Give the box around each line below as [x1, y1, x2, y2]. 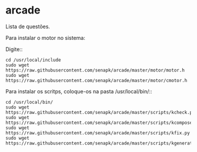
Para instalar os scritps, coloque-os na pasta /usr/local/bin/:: [5, 87, 152, 94]
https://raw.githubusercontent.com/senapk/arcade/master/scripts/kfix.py [5, 130, 191, 136]
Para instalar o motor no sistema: [5, 34, 86, 41]
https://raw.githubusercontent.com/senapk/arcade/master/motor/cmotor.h [5, 77, 188, 83]
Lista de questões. [5, 23, 51, 30]
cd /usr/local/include [5, 57, 61, 63]
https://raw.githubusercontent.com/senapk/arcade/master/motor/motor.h [5, 67, 185, 73]
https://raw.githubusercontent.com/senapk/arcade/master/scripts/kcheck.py [5, 109, 195, 115]
